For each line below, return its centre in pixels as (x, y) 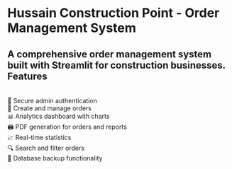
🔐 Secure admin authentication (53, 101)
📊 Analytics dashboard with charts (59, 116)
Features (27, 76)
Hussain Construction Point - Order (114, 13)
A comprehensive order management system (109, 54)
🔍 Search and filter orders (46, 148)
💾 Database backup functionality (55, 158)
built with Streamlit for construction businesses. (116, 65)
